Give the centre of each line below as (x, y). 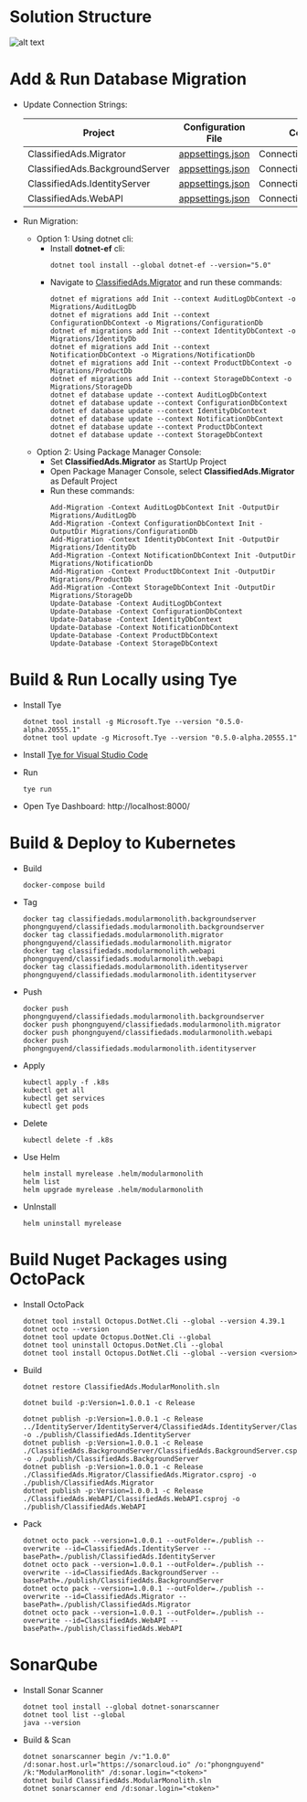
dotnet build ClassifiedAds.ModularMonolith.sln (117, 1780)
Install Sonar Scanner (63, 1690)
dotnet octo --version (66, 1329)
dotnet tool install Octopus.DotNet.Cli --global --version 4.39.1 (153, 1321)
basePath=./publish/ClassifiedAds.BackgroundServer (123, 1580)
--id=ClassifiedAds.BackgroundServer (135, 1573)
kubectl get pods (56, 1106)
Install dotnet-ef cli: (87, 248)
